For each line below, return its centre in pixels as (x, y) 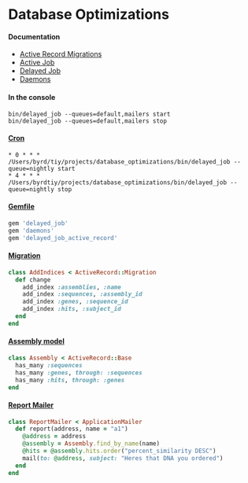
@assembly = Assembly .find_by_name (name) (91, 444)
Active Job (37, 63)
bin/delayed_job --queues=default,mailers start (89, 114)
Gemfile (22, 207)
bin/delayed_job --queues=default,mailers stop (88, 121)
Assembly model (36, 341)
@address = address (54, 437)
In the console (32, 97)
